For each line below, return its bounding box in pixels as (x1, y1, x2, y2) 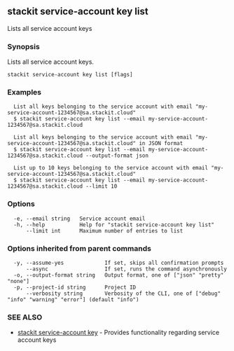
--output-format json (85, 152, 149, 160)
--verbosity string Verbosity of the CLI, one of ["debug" (25, 290, 221, 297)
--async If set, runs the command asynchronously (25, 266, 228, 273)
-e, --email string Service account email (13, 215, 146, 222)
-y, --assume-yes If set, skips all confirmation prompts (13, 259, 224, 266)
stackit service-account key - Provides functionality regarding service (17, 329, 219, 337)
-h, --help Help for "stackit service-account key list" (13, 221, 215, 228)
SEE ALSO (7, 312, 43, 322)
